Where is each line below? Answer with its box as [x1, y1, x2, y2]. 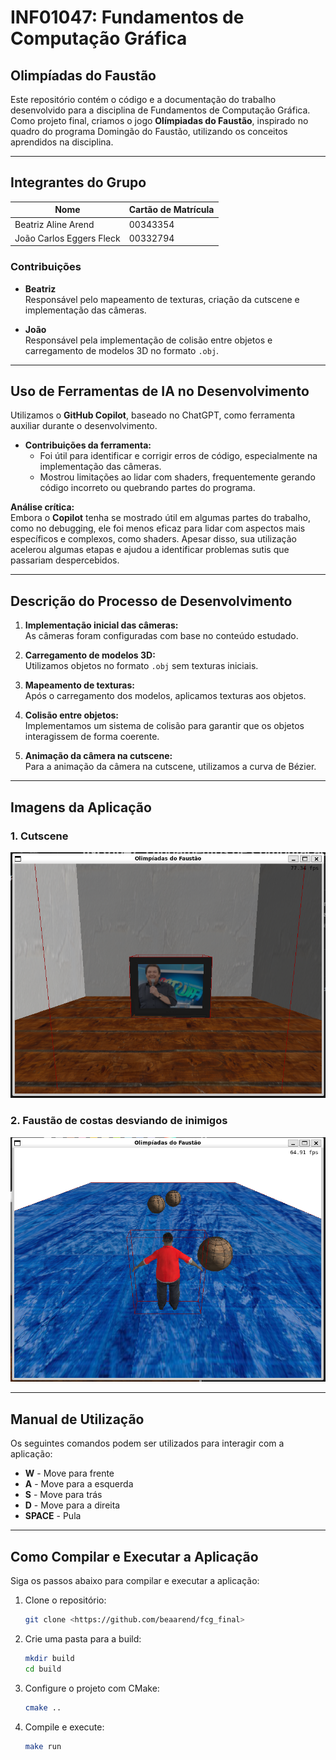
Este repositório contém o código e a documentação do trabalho [10, 94, 277, 105]
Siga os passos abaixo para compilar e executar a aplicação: [10, 1575, 260, 1586]
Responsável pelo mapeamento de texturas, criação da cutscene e [24, 293, 300, 305]
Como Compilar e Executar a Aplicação [10, 1548, 259, 1565]
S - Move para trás [24, 1489, 103, 1501]
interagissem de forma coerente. [24, 731, 160, 743]
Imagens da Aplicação [10, 799, 152, 816]
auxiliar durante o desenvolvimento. [10, 420, 158, 432]
